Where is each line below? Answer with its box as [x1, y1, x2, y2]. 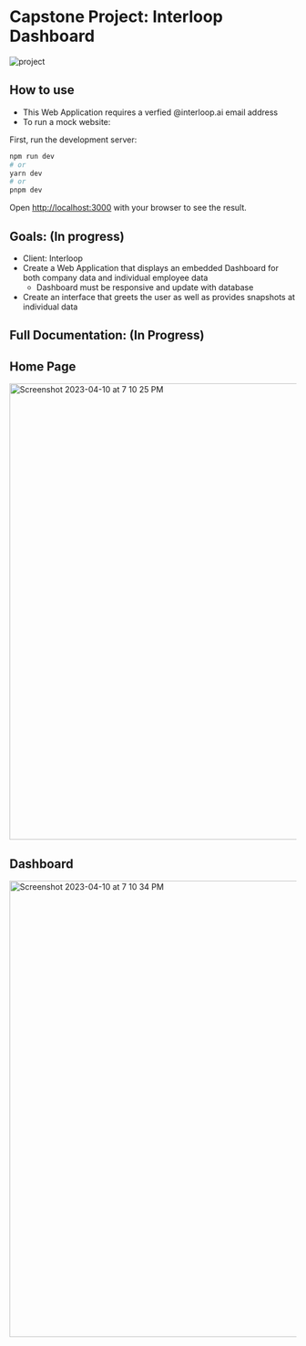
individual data [22, 301, 78, 312]
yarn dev [9, 169, 43, 178]
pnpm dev [9, 185, 43, 195]
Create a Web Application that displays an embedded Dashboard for [22, 262, 280, 273]
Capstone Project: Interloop [9, 6, 223, 27]
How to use [9, 82, 75, 98]
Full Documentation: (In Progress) [9, 328, 205, 343]
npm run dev [9, 151, 55, 161]
